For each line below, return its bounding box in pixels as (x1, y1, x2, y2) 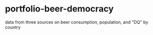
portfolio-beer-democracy (5, 3, 114, 14)
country (5, 24, 21, 30)
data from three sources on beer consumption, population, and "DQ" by (5, 19, 149, 25)
